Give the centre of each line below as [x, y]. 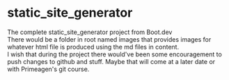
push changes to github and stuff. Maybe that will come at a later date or [111, 61]
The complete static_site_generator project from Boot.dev [90, 32]
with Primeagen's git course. [48, 69]
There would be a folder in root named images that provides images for [109, 39]
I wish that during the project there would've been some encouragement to [115, 54]
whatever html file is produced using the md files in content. [93, 47]
